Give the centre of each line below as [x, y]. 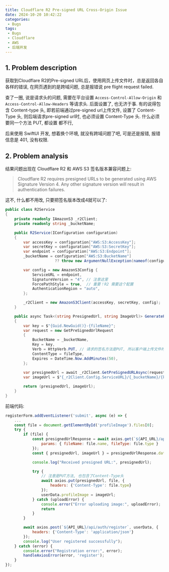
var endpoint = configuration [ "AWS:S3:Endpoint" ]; [77, 252]
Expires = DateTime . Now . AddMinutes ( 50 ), [75, 359]
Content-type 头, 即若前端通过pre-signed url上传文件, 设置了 [73, 110]
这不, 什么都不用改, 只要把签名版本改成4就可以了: [56, 200]
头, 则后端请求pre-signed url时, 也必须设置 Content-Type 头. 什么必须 [88, 117]
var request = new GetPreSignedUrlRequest [68, 330]
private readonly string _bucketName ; [55, 223]
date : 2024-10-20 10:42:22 [33, 15]
